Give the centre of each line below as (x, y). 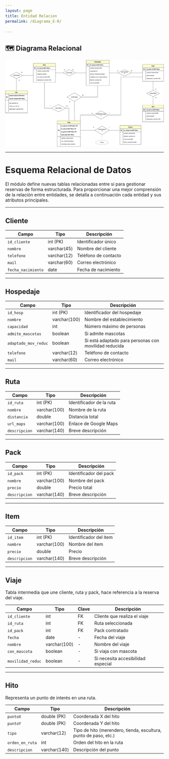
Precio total (80, 487)
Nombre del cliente (97, 248)
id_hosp (15, 313)
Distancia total (83, 417)
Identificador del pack (91, 473)
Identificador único (97, 241)
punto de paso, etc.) (94, 736)
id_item (15, 538)
